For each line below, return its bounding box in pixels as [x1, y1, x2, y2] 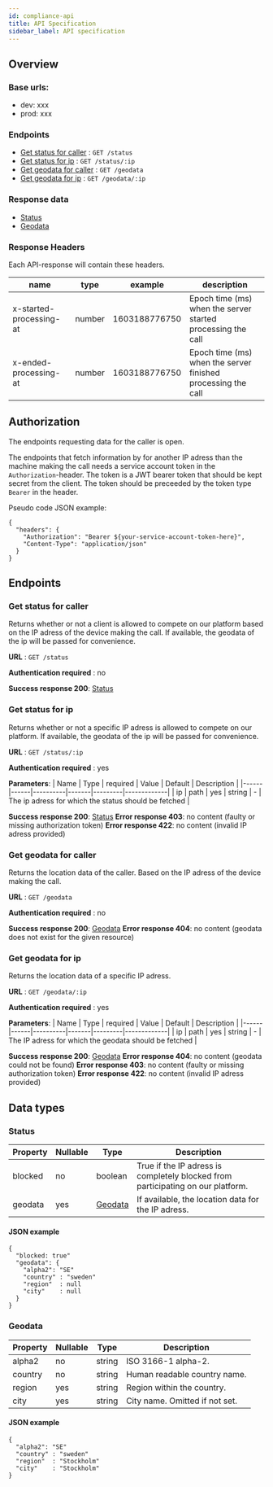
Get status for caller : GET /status [19, 147, 133, 157]
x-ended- [12, 356, 53, 368]
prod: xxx [19, 109, 53, 119]
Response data [8, 194, 69, 205]
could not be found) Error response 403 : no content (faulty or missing [8, 1060, 245, 1070]
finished [189, 367, 221, 378]
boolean [96, 1170, 128, 1182]
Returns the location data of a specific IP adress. [8, 971, 171, 981]
